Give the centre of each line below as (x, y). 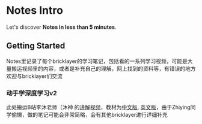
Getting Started (36, 46)
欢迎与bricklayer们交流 (35, 76)
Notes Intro (35, 10)
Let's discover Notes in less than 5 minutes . (61, 27)
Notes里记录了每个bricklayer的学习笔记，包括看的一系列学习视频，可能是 (97, 61)
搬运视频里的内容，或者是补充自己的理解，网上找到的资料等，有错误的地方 (103, 68)
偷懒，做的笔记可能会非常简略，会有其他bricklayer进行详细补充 (90, 115)
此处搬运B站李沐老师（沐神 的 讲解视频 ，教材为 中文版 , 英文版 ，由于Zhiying (98, 107)
